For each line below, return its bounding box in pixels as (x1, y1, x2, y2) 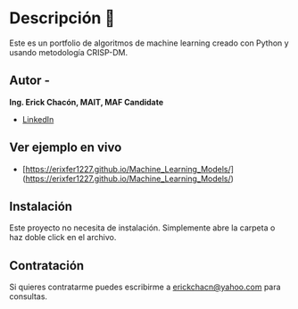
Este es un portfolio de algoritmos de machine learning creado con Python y (9, 38, 289, 48)
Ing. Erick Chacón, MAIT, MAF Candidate (9, 96, 164, 107)
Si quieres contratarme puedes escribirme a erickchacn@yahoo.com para (9, 281, 281, 293)
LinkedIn (21, 113, 54, 124)
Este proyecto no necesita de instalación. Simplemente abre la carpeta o (9, 222, 276, 233)
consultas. (9, 291, 47, 302)
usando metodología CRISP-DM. (9, 46, 128, 57)
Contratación (9, 258, 85, 273)
